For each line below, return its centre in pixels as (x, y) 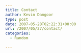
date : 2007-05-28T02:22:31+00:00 (41, 24)
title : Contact (21, 10)
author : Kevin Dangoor (29, 15)
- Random (19, 38)
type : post (17, 19)
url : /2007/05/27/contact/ (34, 29)
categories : (18, 33)
